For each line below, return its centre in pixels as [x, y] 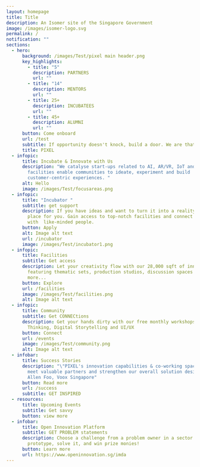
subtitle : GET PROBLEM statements [65, 432]
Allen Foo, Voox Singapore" [62, 377]
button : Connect [42, 333]
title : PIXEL [38, 150]
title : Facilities [45, 256]
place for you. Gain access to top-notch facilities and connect [110, 217]
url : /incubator [42, 239]
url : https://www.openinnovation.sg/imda [74, 454]
